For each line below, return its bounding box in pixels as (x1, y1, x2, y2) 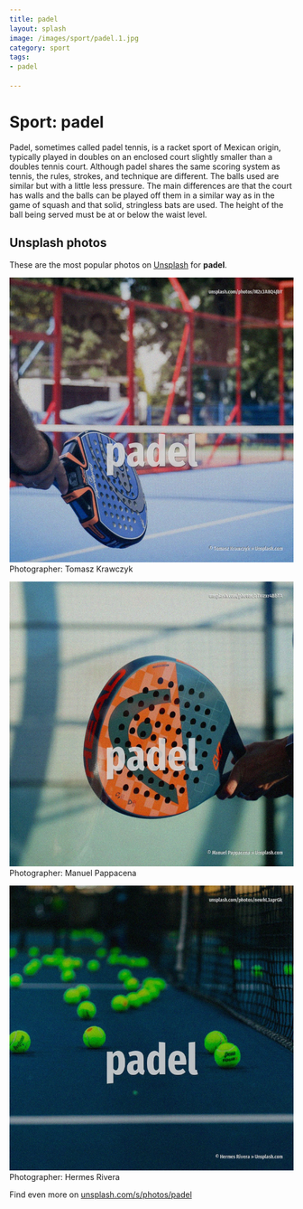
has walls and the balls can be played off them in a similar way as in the (9, 190, 275, 201)
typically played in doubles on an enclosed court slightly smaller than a (9, 151, 273, 162)
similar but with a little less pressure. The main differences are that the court (9, 180, 292, 191)
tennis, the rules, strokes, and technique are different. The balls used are (9, 170, 280, 181)
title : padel (9, 14, 59, 24)
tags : (9, 52, 30, 62)
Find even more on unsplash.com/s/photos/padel (9, 1189, 192, 1200)
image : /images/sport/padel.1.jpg (9, 33, 140, 43)
